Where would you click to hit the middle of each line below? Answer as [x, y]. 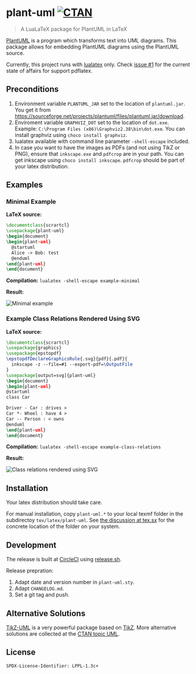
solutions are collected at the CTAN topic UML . [63, 634]
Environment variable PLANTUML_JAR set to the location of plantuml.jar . [100, 103]
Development [31, 545]
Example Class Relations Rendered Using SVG [73, 319]
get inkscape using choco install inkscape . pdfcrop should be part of [99, 160]
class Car [18, 398]
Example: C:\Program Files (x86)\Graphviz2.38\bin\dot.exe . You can [100, 128]
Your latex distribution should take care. [54, 503]
